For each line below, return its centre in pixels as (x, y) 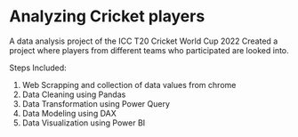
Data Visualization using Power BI (84, 123)
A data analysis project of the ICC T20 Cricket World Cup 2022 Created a (144, 41)
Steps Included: (38, 68)
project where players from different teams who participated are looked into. (149, 50)
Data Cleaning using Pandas (74, 94)
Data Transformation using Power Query (96, 103)
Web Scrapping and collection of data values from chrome (129, 85)
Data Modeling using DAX (69, 113)
